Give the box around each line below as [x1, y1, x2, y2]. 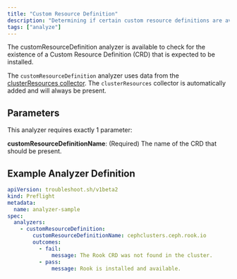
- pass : [38, 259, 61, 266]
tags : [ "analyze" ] [7, 23, 61, 30]
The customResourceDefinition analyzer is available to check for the [7, 43, 206, 52]
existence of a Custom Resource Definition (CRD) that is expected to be [7, 50, 216, 59]
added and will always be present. [7, 86, 107, 95]
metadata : [7, 199, 37, 206]
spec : [7, 213, 23, 220]
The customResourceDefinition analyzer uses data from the [7, 71, 180, 80]
